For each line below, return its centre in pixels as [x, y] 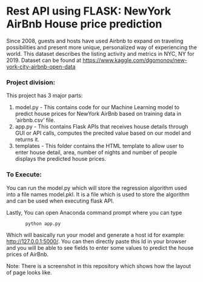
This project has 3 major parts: [45, 96]
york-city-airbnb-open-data [41, 66]
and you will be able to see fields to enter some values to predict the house [100, 247]
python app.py [43, 223]
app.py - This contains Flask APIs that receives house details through [102, 127]
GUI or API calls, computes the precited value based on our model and [103, 133]
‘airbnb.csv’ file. [35, 120]
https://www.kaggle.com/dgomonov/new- [135, 60]
